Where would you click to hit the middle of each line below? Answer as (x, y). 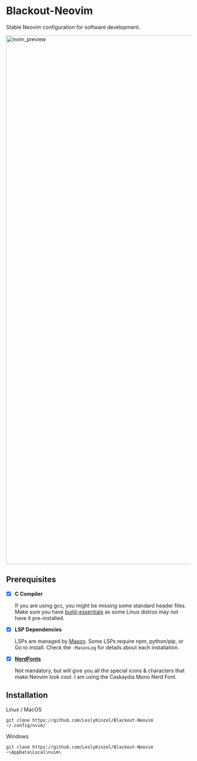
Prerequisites (31, 580)
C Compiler (28, 594)
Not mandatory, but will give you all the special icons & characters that (99, 671)
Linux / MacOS (24, 709)
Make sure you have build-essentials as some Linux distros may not (96, 612)
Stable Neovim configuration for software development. (73, 27)
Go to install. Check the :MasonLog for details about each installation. (97, 647)
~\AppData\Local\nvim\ (34, 752)
